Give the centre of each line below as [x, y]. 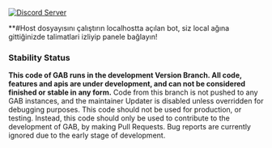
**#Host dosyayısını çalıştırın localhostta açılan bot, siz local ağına [119, 28]
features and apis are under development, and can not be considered [127, 84]
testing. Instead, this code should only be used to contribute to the [119, 118]
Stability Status [39, 57]
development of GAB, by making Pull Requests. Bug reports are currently [130, 127]
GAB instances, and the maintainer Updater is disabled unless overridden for [136, 101]
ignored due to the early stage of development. [87, 135]
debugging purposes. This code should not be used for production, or [125, 110]
